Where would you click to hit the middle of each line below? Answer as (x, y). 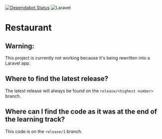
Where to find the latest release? (57, 79)
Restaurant (29, 28)
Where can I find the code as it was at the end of (81, 112)
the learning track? (35, 119)
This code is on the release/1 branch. (44, 131)
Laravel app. (18, 63)
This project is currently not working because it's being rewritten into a (78, 58)
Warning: (20, 46)
